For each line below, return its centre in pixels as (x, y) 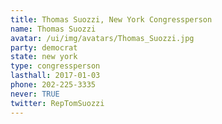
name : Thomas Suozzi (53, 29)
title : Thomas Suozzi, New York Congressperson (111, 19)
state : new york (44, 57)
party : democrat (44, 47)
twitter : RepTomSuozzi (57, 103)
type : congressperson (55, 66)
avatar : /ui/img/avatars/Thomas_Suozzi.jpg (102, 38)
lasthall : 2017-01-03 (55, 76)
